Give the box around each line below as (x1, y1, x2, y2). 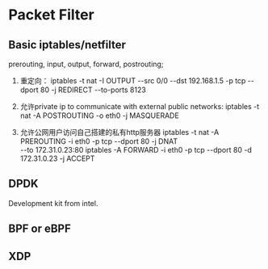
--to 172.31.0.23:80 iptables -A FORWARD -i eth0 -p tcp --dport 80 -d (19, 145, 252, 154)
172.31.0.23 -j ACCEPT (19, 153, 95, 163)
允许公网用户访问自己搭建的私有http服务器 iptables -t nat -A (19, 128, 220, 137)
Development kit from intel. (8, 198, 98, 208)
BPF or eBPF (8, 222, 71, 236)
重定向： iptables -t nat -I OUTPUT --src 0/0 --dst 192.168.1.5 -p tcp (19, 76, 246, 86)
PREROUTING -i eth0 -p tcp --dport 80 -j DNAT (19, 137, 178, 146)
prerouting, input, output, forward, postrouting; (8, 59, 164, 69)
